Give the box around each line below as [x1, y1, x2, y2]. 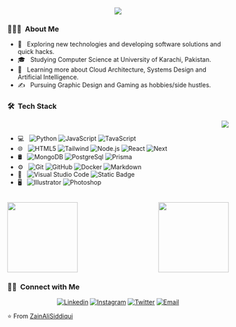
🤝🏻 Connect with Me [7, 281, 80, 291]
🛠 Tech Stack [7, 102, 58, 112]
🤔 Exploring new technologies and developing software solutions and [17, 40, 221, 48]
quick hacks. [17, 48, 55, 56]
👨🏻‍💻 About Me [7, 25, 60, 34]
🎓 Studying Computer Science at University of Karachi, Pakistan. [17, 55, 211, 64]
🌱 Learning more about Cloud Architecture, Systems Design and [17, 65, 207, 74]
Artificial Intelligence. [17, 73, 79, 81]
